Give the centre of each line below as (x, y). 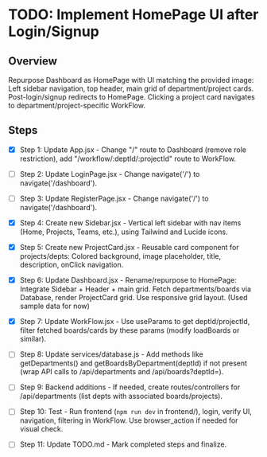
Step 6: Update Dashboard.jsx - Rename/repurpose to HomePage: (128, 280)
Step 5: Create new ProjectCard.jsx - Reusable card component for (130, 248)
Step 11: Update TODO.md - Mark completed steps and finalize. (123, 444)
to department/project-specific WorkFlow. (77, 105)
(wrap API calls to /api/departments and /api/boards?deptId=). (122, 372)
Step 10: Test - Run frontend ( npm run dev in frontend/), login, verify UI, (136, 412)
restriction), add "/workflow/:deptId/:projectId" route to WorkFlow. (128, 158)
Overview (33, 61)
